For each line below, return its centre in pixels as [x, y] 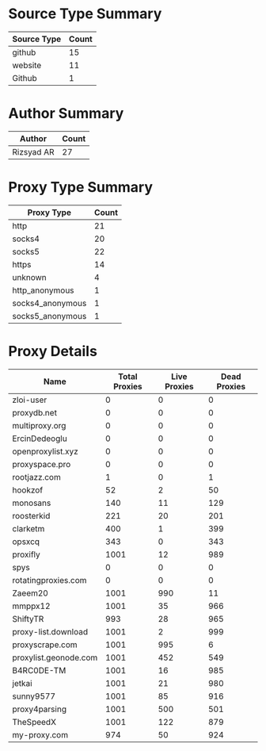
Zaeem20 [30, 593]
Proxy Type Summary [80, 188]
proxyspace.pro [42, 464]
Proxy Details [53, 351]
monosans [32, 503]
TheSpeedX [34, 722]
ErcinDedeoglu [40, 439]
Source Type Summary [85, 14]
